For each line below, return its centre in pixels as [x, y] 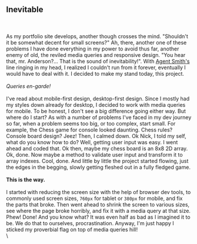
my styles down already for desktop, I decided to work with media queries [96, 104]
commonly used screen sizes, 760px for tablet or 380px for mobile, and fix [94, 198]
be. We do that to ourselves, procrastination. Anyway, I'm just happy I [90, 223]
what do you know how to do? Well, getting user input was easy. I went [92, 142]
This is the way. [26, 179]
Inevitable [25, 10]
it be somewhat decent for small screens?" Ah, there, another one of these [96, 42]
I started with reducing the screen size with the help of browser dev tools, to [98, 192]
